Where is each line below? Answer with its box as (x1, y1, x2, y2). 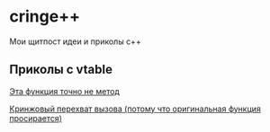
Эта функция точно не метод (9, 85, 120, 96)
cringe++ (9, 6, 81, 27)
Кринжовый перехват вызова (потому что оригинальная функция (9, 103, 261, 114)
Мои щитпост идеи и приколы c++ (9, 36, 141, 47)
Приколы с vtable (9, 62, 112, 77)
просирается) (9, 112, 63, 123)
